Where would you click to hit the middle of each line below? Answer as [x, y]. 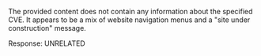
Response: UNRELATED [47, 43]
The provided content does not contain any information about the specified [130, 11]
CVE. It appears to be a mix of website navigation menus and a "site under [129, 20]
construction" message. [47, 28]
